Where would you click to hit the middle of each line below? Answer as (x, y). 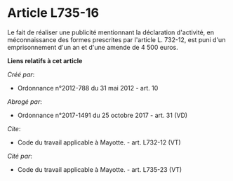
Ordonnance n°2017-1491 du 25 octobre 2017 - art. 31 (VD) (102, 115)
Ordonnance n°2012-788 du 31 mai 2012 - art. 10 (88, 88)
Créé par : (21, 74)
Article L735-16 (53, 13)
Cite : (14, 128)
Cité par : (20, 156)
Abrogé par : (25, 101)
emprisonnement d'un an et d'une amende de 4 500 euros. (93, 47)
